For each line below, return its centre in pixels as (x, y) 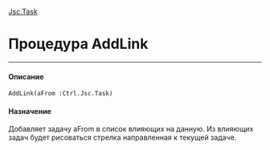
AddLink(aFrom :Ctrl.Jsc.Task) (61, 94)
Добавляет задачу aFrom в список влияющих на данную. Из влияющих (131, 129)
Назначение (30, 111)
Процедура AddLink (78, 44)
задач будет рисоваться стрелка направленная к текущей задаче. (123, 138)
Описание (26, 76)
